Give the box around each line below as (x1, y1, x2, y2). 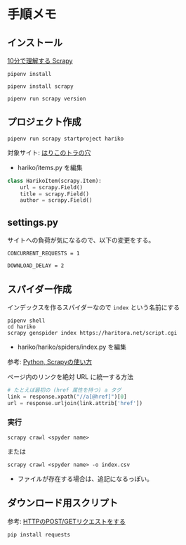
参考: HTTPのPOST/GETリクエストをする (7, 517, 126, 525)
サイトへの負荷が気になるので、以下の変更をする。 (7, 236, 155, 245)
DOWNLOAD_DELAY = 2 (7, 262, 65, 269)
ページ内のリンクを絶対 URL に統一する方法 (7, 372, 133, 380)
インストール (7, 37, 63, 49)
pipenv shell (7, 317, 46, 324)
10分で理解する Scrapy (7, 57, 73, 65)
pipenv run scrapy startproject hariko (7, 135, 124, 142)
